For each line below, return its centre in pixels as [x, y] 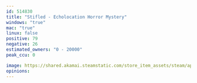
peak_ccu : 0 [21, 55]
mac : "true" [21, 28]
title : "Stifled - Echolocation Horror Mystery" [67, 17]
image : [14, 65]
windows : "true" [26, 22]
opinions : [18, 71]
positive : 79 [22, 39]
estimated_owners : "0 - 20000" [44, 50]
